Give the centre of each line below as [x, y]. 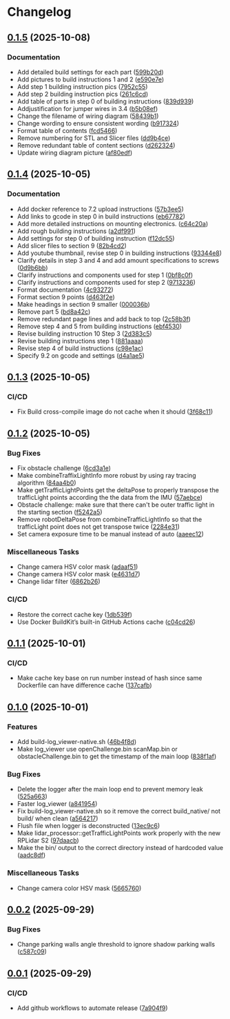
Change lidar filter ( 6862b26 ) [59, 582]
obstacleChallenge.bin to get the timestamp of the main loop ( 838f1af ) [117, 756]
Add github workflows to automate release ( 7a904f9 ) [92, 1008]
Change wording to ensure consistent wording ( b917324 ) [98, 123]
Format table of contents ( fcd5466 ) [67, 130]
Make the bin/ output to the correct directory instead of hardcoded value [120, 848]
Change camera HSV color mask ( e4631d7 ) [79, 574]
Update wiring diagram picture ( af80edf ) [75, 152]
